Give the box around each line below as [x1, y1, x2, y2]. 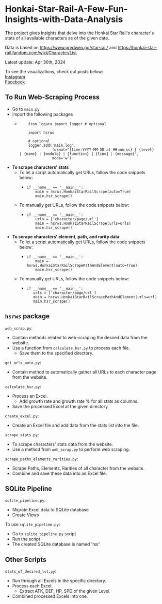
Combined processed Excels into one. [12, 593, 88, 599]
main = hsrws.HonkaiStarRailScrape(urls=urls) [35, 221, 131, 226]
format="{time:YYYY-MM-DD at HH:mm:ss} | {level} [51, 147, 154, 152]
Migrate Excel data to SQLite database [12, 507, 89, 513]
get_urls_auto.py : [5, 359, 41, 365]
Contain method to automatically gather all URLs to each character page [12, 369, 157, 375]
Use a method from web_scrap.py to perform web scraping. [12, 446, 130, 452]
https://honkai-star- [118, 44, 157, 50]
